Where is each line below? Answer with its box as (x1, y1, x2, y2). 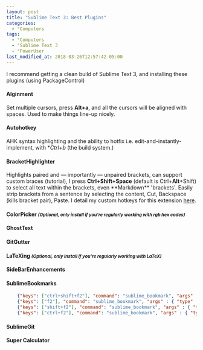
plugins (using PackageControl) (6, 77, 85, 84)
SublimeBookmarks (6, 279, 57, 287)
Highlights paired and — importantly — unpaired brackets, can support (6, 171, 182, 179)
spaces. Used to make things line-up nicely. (6, 110, 115, 118)
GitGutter (6, 238, 30, 246)
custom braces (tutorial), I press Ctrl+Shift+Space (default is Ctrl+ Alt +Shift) (6, 177, 197, 185)
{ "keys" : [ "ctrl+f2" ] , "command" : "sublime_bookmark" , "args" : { (17, 310, 188, 316)
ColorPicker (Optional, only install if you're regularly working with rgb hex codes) (6, 211, 185, 218)
